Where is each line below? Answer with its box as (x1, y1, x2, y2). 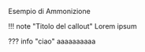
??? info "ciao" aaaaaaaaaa (8, 36, 96, 46)
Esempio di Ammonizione (8, 7, 91, 16)
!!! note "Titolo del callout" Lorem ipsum (8, 22, 137, 30)
